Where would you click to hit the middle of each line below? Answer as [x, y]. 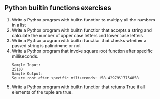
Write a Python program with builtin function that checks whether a [79, 40]
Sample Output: [27, 73]
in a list [19, 25]
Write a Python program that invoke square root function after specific [82, 51]
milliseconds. [25, 56]
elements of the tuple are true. [42, 92]
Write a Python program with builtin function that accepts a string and [82, 30]
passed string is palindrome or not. [47, 45]
